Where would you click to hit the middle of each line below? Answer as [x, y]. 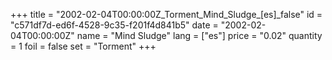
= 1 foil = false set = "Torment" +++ [83, 46]
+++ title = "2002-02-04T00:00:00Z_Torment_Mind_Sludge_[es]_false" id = [166, 14]
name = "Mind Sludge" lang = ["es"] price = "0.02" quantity [199, 35]
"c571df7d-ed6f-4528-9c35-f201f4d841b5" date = [114, 25]
